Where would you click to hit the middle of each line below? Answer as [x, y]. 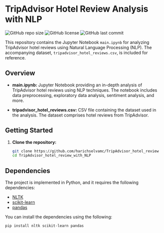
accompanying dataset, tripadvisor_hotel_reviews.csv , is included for [76, 53]
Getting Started [29, 130]
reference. [15, 58]
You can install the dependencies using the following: [59, 217]
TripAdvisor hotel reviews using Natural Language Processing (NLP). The [79, 47]
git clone [22, 151]
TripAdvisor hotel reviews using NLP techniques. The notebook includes [85, 90]
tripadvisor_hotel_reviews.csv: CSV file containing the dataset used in [84, 110]
